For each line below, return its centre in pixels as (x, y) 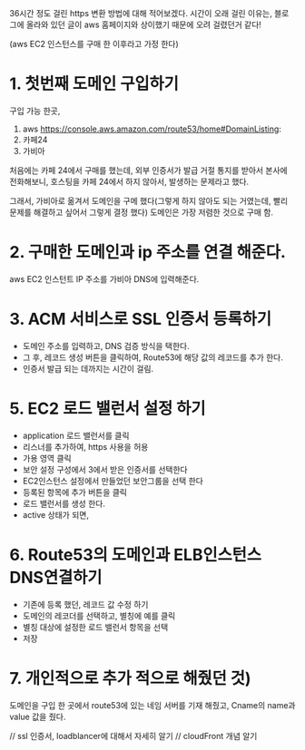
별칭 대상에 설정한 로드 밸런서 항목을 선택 (95, 627)
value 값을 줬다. (38, 716)
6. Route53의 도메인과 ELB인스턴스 (135, 555)
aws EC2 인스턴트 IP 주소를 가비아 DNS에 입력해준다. (104, 278)
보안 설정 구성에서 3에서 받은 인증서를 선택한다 (105, 469)
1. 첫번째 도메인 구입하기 (94, 84)
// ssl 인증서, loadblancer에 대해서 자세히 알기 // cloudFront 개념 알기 (133, 735)
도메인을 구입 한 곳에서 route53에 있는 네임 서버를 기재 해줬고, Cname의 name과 (152, 705)
